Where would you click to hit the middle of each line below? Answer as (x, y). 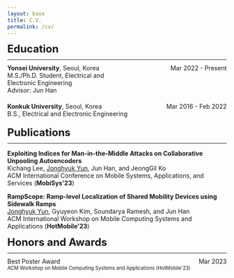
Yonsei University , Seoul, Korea (53, 68)
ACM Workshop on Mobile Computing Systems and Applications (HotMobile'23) (99, 268)
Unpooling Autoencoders (45, 161)
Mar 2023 (212, 261)
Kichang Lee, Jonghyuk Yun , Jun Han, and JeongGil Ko (87, 169)
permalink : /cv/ (31, 26)
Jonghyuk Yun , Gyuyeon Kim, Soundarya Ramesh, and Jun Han (99, 211)
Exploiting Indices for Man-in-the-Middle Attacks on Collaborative (105, 153)
